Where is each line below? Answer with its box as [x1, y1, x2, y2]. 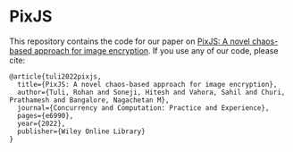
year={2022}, [17, 119, 66, 128]
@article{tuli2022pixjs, [9, 72, 102, 81]
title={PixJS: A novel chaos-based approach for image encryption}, [17, 80, 278, 89]
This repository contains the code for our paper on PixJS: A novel [9, 36, 250, 46]
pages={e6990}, [17, 111, 74, 120]
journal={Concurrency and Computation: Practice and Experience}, [17, 103, 270, 113]
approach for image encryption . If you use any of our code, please [34, 45, 279, 55]
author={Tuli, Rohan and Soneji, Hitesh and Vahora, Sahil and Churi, [17, 88, 286, 97]
